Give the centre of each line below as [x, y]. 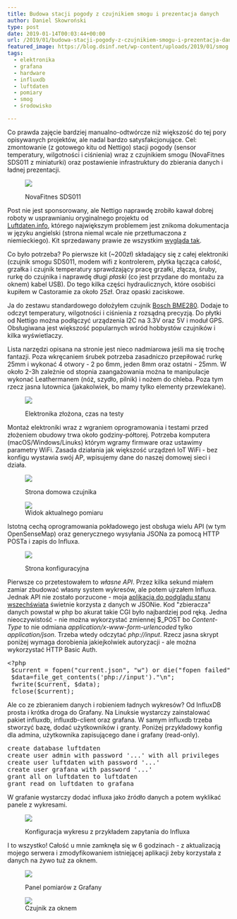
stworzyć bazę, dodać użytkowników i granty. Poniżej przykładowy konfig [115, 727]
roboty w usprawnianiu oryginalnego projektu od [78, 218]
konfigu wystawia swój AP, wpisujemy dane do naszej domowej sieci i [109, 457]
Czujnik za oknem [51, 908]
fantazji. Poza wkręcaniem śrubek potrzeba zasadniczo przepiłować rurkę [115, 356]
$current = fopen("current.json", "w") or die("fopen [106, 670]
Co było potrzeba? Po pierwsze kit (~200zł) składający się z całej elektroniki [118, 254]
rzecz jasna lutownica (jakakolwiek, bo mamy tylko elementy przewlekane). [117, 387]
